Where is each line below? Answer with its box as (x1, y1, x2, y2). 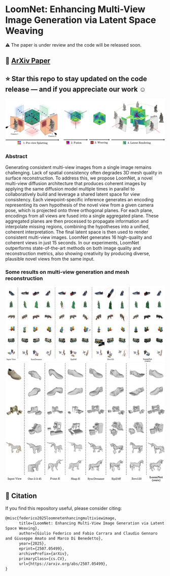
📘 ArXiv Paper (5, 57, 51, 65)
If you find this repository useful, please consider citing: (5, 505, 122, 511)
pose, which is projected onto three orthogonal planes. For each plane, (5, 207, 153, 213)
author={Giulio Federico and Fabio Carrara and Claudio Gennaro (18, 531, 158, 536)
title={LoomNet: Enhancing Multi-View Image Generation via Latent (18, 521, 165, 526)
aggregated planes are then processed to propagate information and (5, 218, 149, 224)
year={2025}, (18, 541, 47, 546)
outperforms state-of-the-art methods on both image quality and (5, 245, 141, 251)
